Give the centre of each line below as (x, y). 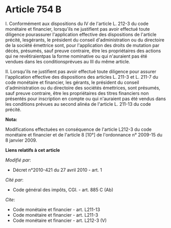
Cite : (10, 199)
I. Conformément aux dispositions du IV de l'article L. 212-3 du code (77, 24)
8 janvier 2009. (21, 140)
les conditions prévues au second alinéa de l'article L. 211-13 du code (78, 104)
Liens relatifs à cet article (33, 150)
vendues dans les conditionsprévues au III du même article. (68, 61)
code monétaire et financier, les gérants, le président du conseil (72, 82)
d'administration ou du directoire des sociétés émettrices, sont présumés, (83, 87)
